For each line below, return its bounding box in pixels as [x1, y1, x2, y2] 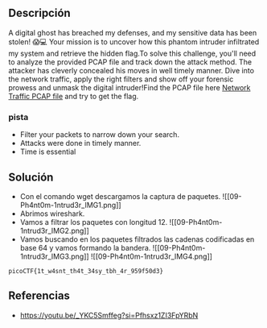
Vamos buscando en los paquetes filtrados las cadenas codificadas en [19, 234, 255, 244]
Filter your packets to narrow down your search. [19, 130, 179, 139]
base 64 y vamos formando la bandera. [19, 243, 151, 252]
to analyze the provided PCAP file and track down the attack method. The [8, 56, 252, 67]
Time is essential [19, 147, 76, 156]
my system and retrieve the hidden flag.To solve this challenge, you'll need [8, 48, 257, 58]
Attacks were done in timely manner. [19, 139, 142, 148]
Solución [8, 170, 54, 184]
